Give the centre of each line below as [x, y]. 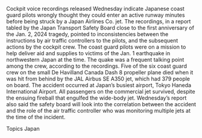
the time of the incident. [36, 117]
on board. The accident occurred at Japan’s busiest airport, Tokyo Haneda [99, 85]
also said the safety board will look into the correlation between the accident [101, 104]
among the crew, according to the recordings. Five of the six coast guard [97, 66]
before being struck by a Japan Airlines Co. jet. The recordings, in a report [99, 21]
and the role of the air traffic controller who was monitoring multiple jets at [99, 111]
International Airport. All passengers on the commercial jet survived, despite [101, 91]
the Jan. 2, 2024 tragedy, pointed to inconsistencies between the [87, 34]
